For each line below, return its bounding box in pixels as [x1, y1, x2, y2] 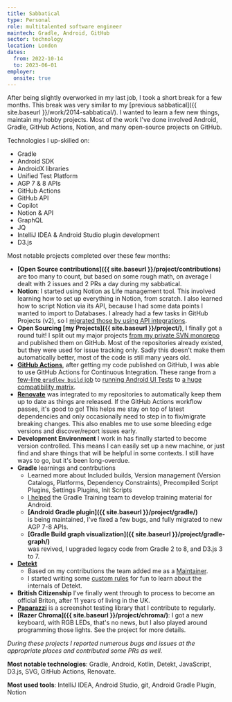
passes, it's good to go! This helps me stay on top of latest [17, 405, 185, 413]
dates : [7, 49, 26, 56]
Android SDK [17, 157, 55, 166]
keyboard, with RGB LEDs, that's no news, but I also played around [17, 618, 208, 627]
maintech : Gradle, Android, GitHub [7, 29, 110, 37]
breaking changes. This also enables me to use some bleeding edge [17, 420, 213, 428]
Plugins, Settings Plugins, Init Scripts [27, 486, 133, 494]
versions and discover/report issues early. [17, 427, 137, 435]
